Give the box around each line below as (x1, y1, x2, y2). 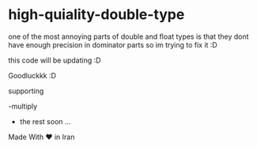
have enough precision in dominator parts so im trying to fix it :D (8, 40, 217, 49)
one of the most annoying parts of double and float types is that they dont (8, 32, 249, 41)
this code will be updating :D (8, 55, 101, 65)
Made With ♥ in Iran (8, 132, 75, 142)
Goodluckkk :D (8, 70, 57, 80)
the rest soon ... (19, 116, 71, 126)
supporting (8, 85, 44, 96)
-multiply (8, 101, 38, 111)
